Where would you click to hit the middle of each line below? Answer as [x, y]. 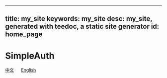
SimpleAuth [30, 56]
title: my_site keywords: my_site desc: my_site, [79, 19]
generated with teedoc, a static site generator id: [82, 27]
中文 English [21, 70]
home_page [24, 35]
